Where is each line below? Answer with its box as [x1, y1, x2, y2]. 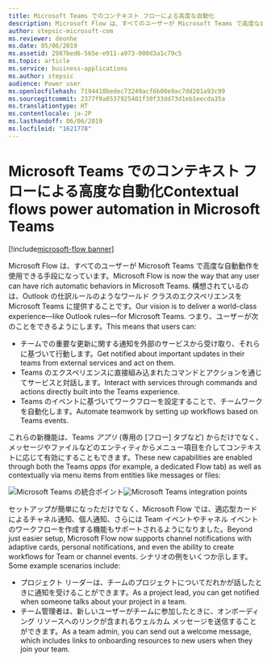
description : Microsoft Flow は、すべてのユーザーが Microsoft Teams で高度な [8, 19, 261, 28]
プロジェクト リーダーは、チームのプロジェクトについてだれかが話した [19, 577, 256, 587]
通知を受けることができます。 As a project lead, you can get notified [34, 588, 260, 597]
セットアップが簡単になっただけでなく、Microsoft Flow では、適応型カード [8, 503, 258, 514]
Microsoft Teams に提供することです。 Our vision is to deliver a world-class [8, 301, 257, 311]
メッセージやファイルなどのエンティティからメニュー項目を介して [8, 442, 227, 452]
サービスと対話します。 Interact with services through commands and [27, 377, 258, 387]
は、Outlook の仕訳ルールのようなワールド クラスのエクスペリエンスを [8, 291, 243, 300]
